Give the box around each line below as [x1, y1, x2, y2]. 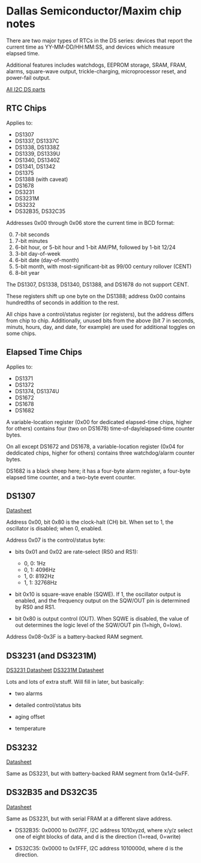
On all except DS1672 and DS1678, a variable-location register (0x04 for [6, 443, 184, 450]
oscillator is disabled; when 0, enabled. [6, 525, 103, 532]
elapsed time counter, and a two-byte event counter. [6, 473, 136, 481]
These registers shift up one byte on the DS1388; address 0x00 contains [6, 292, 186, 299]
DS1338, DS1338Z [14, 143, 60, 151]
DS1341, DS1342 [14, 162, 56, 170]
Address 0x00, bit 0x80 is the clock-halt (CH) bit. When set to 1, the [6, 518, 174, 526]
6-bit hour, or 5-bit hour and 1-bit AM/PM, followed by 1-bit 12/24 [14, 244, 176, 251]
